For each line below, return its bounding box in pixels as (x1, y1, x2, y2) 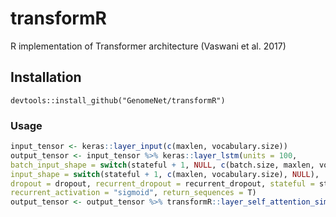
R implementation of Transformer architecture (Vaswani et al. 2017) (10, 40, 287, 52)
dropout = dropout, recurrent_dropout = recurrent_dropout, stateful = (10, 178, 315, 189)
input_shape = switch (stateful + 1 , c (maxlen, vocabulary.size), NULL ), (10, 169, 320, 179)
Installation (10, 69, 82, 86)
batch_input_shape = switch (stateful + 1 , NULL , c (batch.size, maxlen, (10, 160, 315, 170)
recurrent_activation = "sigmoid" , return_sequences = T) (10, 188, 257, 198)
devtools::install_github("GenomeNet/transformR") (10, 95, 226, 106)
